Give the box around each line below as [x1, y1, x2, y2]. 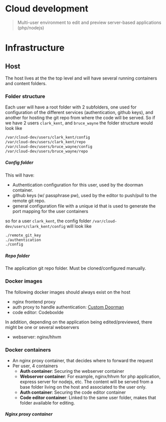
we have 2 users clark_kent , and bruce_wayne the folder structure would [5, 120, 153, 126]
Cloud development [5, 3, 89, 14]
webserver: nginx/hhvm [12, 334, 61, 340]
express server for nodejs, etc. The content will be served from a [19, 379, 154, 385]
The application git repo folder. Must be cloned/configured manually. [5, 265, 146, 271]
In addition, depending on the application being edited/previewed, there [5, 319, 153, 325]
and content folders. [5, 80, 47, 86]
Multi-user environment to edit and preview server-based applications [17, 19, 162, 25]
